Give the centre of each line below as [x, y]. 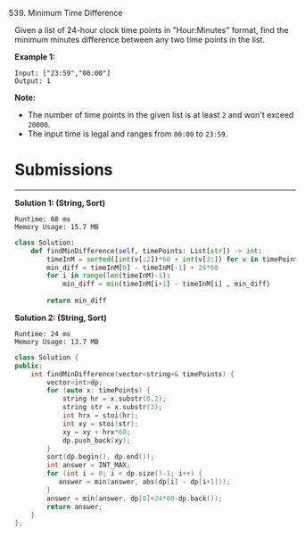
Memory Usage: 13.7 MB [57, 342]
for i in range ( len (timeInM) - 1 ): [109, 276]
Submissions [64, 170]
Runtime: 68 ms [43, 219]
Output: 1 [33, 81]
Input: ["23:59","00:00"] [62, 73]
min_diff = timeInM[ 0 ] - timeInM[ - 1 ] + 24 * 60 [133, 268]
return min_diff [77, 301]
